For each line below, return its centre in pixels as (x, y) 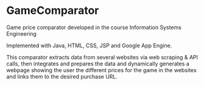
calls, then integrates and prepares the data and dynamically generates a (98, 64)
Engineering (21, 33)
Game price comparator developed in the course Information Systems (94, 27)
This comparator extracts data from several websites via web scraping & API (102, 57)
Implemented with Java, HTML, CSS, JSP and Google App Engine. (89, 45)
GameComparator (53, 11)
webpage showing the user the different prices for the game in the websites (101, 70)
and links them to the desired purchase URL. (62, 76)
